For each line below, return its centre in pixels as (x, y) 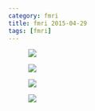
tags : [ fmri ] (30, 31)
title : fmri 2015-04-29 (48, 23)
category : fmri (34, 16)
